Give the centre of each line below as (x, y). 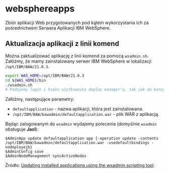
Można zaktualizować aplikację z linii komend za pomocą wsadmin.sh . (77, 56)
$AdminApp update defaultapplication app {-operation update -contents (82, 138)
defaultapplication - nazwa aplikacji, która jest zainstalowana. (78, 109)
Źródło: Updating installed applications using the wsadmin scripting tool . (80, 165)
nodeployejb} (19, 147)
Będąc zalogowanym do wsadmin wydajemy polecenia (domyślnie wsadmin (81, 124)
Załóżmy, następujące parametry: (40, 99)
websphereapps (40, 9)
